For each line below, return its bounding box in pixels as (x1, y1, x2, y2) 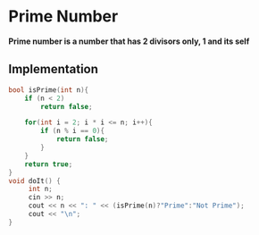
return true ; (24, 159, 73, 169)
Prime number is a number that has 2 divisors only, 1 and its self (8, 36, 250, 46)
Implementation (8, 62, 99, 77)
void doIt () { (8, 176, 62, 185)
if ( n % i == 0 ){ (40, 127, 104, 136)
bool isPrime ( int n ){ (8, 85, 89, 95)
